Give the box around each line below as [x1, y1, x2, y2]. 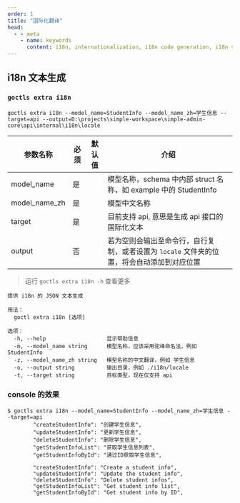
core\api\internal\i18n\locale [7, 122, 101, 129]
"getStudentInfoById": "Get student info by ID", [33, 489, 184, 496]
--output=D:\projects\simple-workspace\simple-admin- [42, 116, 206, 123]
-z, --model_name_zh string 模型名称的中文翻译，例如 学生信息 [14, 356, 195, 364]
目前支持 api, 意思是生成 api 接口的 [107, 211, 224, 221]
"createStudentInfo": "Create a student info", [33, 464, 177, 471]
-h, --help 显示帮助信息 [14, 335, 139, 342]
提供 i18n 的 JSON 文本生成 [7, 292, 84, 300]
